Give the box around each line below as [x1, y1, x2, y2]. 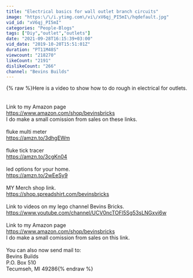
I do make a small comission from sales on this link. [6, 234, 130, 241]
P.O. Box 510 [6, 259, 36, 266]
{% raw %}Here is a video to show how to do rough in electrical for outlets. [6, 84, 188, 91]
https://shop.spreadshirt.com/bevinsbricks [6, 191, 110, 198]
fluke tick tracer [6, 147, 45, 154]
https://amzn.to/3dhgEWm [6, 134, 70, 141]
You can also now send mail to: [6, 247, 82, 254]
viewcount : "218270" [6, 52, 57, 58]
